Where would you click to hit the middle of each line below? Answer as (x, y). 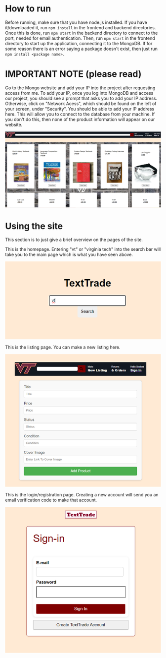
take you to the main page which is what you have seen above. (69, 255)
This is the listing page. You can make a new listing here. (63, 347)
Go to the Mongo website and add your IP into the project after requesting (80, 88)
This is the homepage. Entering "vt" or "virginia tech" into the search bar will (83, 249)
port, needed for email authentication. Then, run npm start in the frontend (80, 38)
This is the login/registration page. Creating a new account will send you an (82, 495)
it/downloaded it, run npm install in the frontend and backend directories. (81, 27)
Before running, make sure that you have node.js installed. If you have (76, 22)
